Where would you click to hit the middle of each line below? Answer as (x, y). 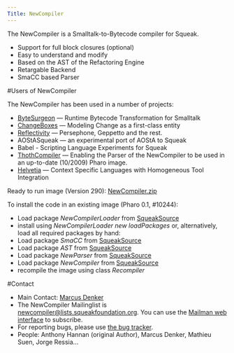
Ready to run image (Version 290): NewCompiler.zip (82, 191)
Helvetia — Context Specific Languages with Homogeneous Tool (110, 169)
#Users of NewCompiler (42, 90)
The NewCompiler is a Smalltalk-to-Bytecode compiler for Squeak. (103, 34)
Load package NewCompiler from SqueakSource (88, 263)
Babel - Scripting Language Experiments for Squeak (92, 147)
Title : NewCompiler (36, 14)
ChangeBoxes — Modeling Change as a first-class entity (98, 125)
